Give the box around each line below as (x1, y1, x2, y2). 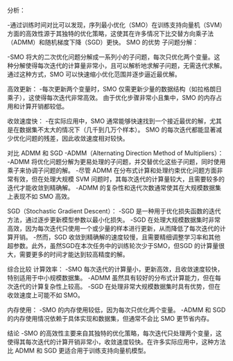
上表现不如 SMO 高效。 (7, 193, 74, 200)
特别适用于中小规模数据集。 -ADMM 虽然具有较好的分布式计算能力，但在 (7, 274, 216, 282)
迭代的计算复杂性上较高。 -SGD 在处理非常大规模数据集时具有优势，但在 (12, 283, 221, 290)
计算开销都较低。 (19, 103, 68, 110)
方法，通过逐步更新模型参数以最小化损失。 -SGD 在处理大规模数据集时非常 (7, 215, 221, 224)
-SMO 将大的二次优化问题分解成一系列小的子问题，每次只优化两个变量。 (7, 53, 214, 61)
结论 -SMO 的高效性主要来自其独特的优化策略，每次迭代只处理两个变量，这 (7, 329, 222, 337)
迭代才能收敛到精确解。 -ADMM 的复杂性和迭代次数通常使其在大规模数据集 (7, 184, 222, 192)
